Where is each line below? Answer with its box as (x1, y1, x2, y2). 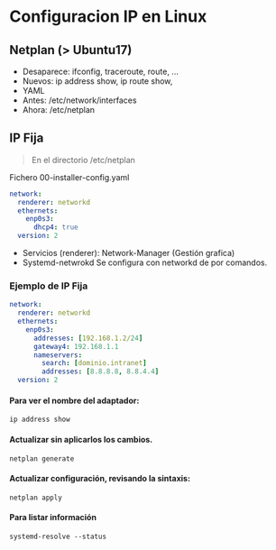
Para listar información (9, 512, 97, 523)
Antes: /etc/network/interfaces (22, 95, 137, 105)
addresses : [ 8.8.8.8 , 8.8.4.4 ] (41, 367, 160, 376)
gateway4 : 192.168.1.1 (32, 342, 119, 351)
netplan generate (9, 454, 75, 463)
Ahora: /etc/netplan (22, 105, 96, 115)
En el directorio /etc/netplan (31, 154, 135, 165)
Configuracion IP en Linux (9, 6, 207, 27)
